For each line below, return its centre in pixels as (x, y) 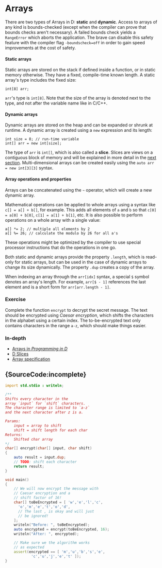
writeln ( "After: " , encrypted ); (46, 534)
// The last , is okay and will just (56, 511)
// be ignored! (33, 516)
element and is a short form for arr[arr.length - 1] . (58, 287)
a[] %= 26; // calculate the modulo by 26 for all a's (62, 233)
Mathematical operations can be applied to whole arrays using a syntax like (80, 204)
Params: (13, 421)
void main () (17, 479)
